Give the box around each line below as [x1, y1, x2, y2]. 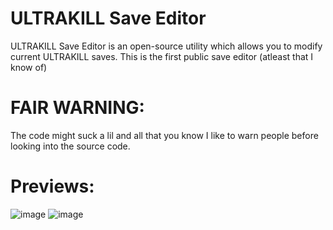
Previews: [10, 175, 95, 198]
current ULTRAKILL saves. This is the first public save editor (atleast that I [10, 50, 314, 62]
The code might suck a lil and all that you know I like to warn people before [10, 129, 319, 141]
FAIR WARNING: [10, 97, 145, 119]
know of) [10, 61, 48, 73]
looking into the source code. [10, 140, 131, 152]
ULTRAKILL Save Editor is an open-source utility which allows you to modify [10, 40, 323, 52]
